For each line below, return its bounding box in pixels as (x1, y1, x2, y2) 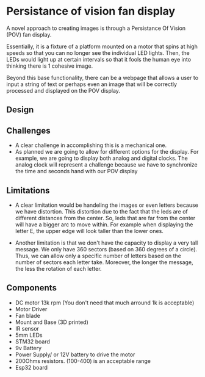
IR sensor (15, 325, 40, 332)
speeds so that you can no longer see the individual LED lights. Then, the (6, 49, 190, 56)
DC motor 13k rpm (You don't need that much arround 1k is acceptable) (15, 299, 195, 306)
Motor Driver (15, 305, 48, 312)
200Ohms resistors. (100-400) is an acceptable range (15, 357, 151, 364)
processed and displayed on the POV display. (6, 87, 121, 94)
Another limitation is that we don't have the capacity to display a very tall (15, 239, 198, 246)
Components (6, 282, 57, 293)
